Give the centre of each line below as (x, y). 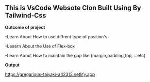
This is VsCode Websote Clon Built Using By (73, 8)
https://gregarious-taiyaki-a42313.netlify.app (50, 74)
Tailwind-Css (25, 16)
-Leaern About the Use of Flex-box (40, 46)
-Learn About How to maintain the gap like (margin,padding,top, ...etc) (75, 55)
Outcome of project (25, 27)
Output (12, 65)
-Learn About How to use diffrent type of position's (56, 36)
